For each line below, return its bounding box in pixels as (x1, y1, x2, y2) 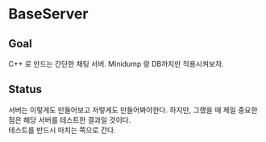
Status (8, 83, 43, 96)
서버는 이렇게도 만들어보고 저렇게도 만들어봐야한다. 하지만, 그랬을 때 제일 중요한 (8, 105, 258, 115)
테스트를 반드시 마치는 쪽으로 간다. (8, 125, 116, 135)
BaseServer (8, 5, 89, 23)
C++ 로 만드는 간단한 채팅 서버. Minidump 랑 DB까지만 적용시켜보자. (8, 59, 224, 68)
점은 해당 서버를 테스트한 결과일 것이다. (8, 115, 131, 124)
